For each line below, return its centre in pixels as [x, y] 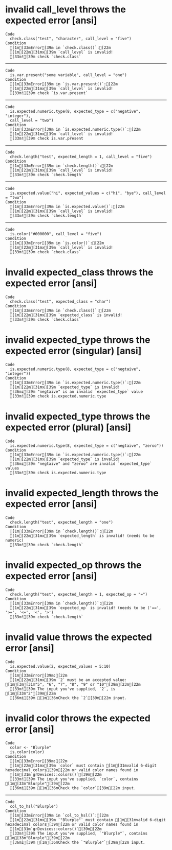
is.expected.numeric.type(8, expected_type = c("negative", [75, 111]
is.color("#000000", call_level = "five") [56, 234]
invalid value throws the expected [79, 637]
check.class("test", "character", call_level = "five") [71, 39]
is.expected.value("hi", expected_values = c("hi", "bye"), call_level [88, 193]
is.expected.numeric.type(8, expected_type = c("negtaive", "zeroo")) [87, 446]
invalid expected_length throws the [82, 493]
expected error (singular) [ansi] [73, 351]
